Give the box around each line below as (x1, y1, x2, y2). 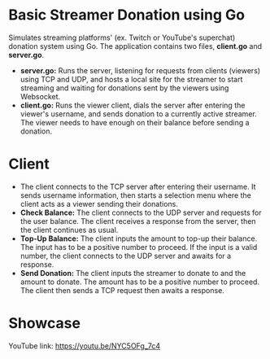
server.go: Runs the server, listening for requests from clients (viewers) (20, 65, 261, 75)
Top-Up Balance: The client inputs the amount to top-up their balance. (20, 234, 258, 243)
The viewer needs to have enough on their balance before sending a (20, 117, 250, 127)
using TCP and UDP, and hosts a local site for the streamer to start (20, 74, 243, 84)
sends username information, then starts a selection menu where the (20, 190, 252, 200)
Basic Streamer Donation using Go (8, 6, 246, 24)
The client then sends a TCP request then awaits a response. (20, 285, 225, 295)
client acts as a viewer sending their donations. (20, 199, 179, 208)
